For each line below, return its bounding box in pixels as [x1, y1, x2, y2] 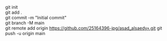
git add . [5, 9, 22, 15]
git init [5, 4, 18, 10]
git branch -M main [5, 20, 45, 26]
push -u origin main [5, 31, 46, 36]
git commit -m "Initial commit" [5, 15, 67, 20]
